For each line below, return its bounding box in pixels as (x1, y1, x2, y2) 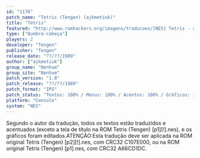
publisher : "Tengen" (6, 48, 58, 54)
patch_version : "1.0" (6, 75, 60, 81)
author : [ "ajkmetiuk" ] (6, 58, 62, 64)
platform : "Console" (6, 97, 58, 103)
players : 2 (6, 36, 33, 42)
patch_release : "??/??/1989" (6, 81, 79, 87)
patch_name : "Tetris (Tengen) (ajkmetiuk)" (6, 14, 116, 20)
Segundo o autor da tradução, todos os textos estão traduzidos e (6, 119, 166, 126)
